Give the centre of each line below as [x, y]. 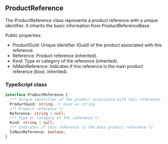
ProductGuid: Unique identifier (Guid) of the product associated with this [87, 45]
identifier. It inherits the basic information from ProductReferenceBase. [78, 25]
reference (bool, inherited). [40, 71]
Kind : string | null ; [32, 123]
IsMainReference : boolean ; [38, 132]
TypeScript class [26, 84]
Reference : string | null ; [38, 113]
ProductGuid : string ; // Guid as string [52, 104]
